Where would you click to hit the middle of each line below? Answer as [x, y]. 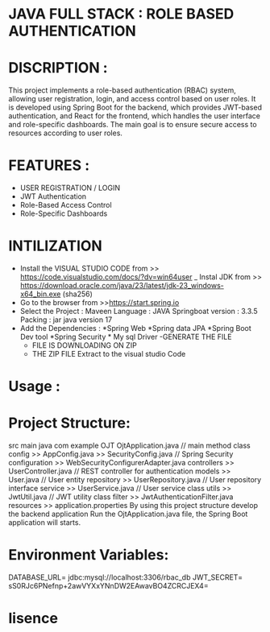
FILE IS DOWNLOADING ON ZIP [84, 345]
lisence [33, 619]
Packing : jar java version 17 [66, 320]
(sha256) [77, 294]
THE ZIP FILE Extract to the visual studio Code [109, 354]
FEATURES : [49, 165]
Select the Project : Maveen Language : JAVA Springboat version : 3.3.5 [139, 311]
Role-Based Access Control [66, 205]
